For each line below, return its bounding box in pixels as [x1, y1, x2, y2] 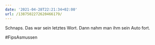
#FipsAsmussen [5, 34, 38, 40]
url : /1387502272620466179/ [5, 12, 63, 16]
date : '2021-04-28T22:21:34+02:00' [5, 7, 78, 12]
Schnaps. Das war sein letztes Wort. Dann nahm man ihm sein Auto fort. [5, 25, 151, 30]
